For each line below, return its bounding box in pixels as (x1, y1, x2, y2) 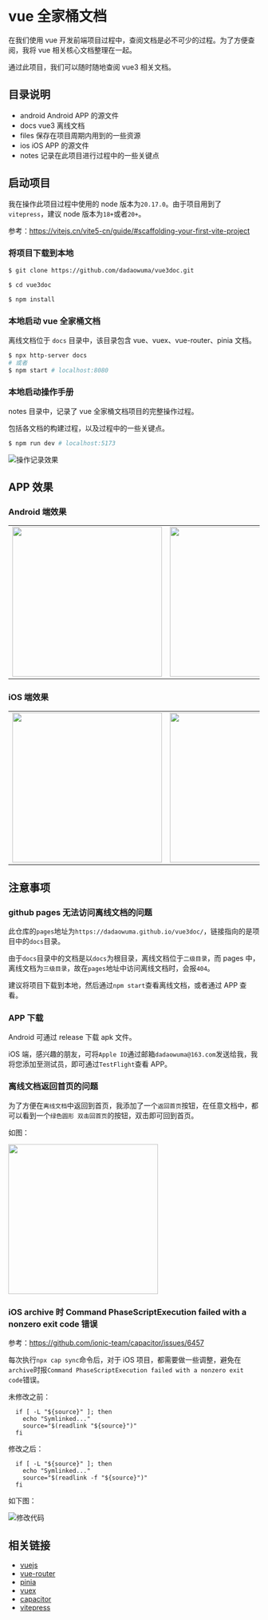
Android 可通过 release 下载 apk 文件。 (8, 1032, 137, 1041)
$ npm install (8, 295, 56, 304)
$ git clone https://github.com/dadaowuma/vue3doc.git (8, 266, 195, 274)
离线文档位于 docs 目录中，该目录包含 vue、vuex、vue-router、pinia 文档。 (8, 335, 257, 344)
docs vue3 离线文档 (19, 121, 85, 130)
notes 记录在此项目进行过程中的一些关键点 (19, 150, 160, 160)
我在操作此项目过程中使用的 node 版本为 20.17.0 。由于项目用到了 (8, 199, 222, 209)
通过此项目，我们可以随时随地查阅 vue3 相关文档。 (8, 62, 175, 72)
